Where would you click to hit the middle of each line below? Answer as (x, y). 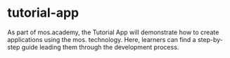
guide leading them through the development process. (100, 47)
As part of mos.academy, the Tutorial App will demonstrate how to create (113, 32)
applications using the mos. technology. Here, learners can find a (102, 39)
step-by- (210, 39)
